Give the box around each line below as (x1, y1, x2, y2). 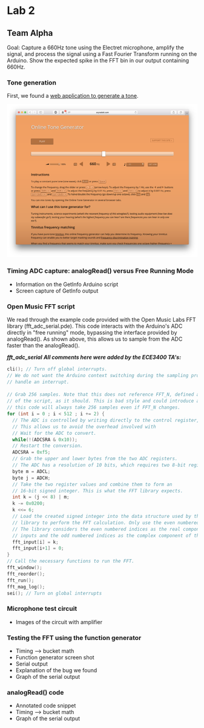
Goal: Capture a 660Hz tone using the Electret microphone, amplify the (7, 44, 184, 51)
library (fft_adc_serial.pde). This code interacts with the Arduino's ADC (7, 322, 183, 330)
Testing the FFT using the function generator (7, 633, 142, 642)
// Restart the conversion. (12, 443, 84, 449)
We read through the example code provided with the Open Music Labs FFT (7, 316, 196, 323)
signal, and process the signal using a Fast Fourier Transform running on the (7, 50, 197, 58)
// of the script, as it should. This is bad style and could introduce (7, 398, 194, 404)
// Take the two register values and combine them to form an (12, 481, 173, 488)
